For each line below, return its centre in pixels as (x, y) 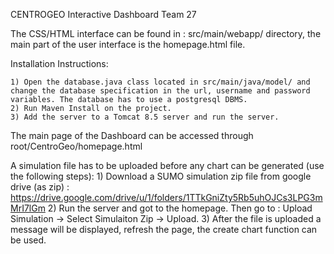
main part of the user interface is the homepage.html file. (128, 44)
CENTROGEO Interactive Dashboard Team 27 (103, 14)
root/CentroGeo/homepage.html (76, 146)
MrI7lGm (28, 208)
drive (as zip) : (40, 187)
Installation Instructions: (59, 63)
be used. (28, 240)
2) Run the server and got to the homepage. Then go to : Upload (180, 208)
